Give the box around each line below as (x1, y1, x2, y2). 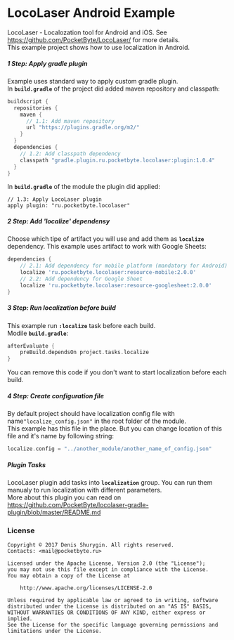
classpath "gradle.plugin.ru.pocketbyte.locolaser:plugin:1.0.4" (20, 157, 216, 164)
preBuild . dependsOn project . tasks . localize (20, 349, 150, 356)
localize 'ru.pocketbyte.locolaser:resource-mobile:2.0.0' (20, 269, 197, 276)
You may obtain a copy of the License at (7, 573, 131, 580)
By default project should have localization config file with (7, 410, 176, 418)
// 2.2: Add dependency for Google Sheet (20, 275, 143, 282)
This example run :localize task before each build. (7, 321, 156, 329)
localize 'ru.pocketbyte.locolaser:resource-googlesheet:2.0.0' (20, 282, 212, 289)
